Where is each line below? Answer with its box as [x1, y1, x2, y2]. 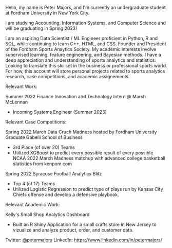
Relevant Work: [5, 83, 37, 90]
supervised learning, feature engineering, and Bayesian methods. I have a [5, 51, 162, 58]
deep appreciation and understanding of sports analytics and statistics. [5, 57, 156, 63]
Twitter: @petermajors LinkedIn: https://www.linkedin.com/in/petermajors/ [5, 237, 163, 243]
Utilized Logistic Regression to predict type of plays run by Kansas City [12, 186, 163, 192]
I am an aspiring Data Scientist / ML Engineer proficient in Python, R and [5, 36, 158, 41]
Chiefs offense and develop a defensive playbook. [12, 191, 119, 198]
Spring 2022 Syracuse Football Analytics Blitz [5, 171, 102, 176]
